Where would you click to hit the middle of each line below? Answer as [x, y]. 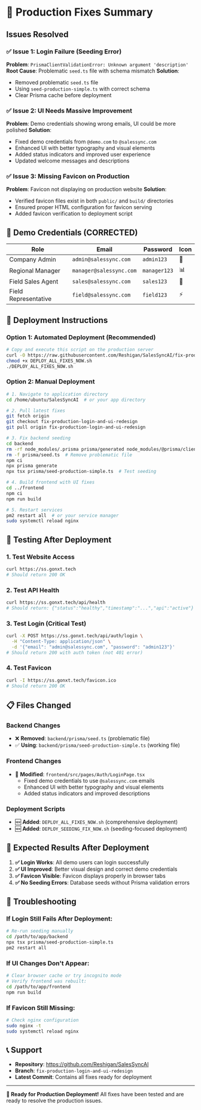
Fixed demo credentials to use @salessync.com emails [89, 780]
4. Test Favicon [29, 668]
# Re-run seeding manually [40, 931]
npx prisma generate [32, 466]
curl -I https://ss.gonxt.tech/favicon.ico [61, 680]
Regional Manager [35, 270]
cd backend [20, 444]
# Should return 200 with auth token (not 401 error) [75, 653]
